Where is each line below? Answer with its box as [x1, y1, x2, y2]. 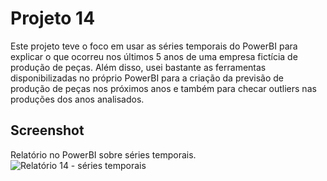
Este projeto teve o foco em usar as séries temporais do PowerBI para [10, 40, 298, 52]
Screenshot [10, 122, 85, 139]
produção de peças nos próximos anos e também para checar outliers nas [10, 82, 317, 94]
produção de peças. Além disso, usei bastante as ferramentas [10, 61, 267, 73]
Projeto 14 [10, 7, 96, 30]
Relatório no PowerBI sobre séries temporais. [10, 148, 197, 161]
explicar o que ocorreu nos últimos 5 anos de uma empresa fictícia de [10, 50, 298, 62]
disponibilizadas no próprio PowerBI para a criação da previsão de [10, 72, 284, 84]
